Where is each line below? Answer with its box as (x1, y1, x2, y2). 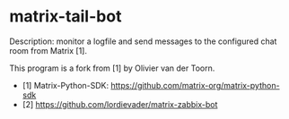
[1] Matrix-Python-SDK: (22, 80, 109, 90)
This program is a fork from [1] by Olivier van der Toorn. (9, 63, 215, 73)
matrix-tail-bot (9, 6, 122, 27)
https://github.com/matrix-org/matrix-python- (110, 80, 280, 90)
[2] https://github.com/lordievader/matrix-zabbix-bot (22, 98, 218, 109)
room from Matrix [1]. (9, 45, 88, 55)
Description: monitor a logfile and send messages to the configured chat (9, 36, 277, 47)
